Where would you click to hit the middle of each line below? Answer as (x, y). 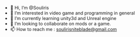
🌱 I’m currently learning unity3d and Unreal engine (63, 18)
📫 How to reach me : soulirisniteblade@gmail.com (63, 29)
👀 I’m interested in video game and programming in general (73, 13)
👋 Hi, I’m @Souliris (30, 8)
